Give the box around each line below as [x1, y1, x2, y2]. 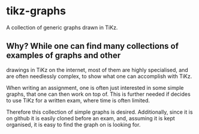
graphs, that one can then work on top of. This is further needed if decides [6, 91, 191, 98]
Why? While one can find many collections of [6, 41, 179, 51]
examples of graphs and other [6, 51, 121, 61]
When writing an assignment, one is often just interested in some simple [6, 84, 184, 91]
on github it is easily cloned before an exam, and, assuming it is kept [6, 114, 175, 121]
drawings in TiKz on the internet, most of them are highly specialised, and [6, 66, 189, 73]
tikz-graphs [6, 4, 66, 18]
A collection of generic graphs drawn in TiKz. [6, 24, 118, 31]
